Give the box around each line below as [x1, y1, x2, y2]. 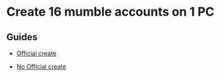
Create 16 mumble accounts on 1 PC [6, 4, 215, 20]
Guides [6, 31, 38, 43]
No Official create [16, 63, 67, 70]
